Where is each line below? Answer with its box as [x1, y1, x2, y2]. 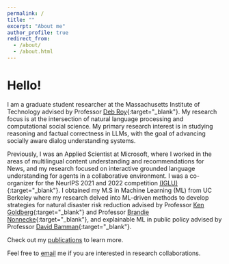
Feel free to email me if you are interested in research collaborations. [7, 249, 201, 257]
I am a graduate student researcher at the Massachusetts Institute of [7, 100, 200, 108]
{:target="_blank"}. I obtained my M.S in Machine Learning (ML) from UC [7, 186, 213, 194]
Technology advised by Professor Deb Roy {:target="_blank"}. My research [7, 107, 217, 116]
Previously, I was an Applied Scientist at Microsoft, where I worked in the [7, 150, 212, 158]
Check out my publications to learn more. [7, 235, 124, 243]
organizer [7, 179, 34, 187]
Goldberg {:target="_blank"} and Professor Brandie [7, 208, 149, 216]
